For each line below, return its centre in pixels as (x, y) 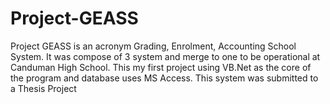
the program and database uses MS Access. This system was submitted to (164, 78)
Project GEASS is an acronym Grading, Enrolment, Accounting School (153, 46)
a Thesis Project (43, 88)
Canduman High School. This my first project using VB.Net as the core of (161, 67)
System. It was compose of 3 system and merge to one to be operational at (165, 56)
